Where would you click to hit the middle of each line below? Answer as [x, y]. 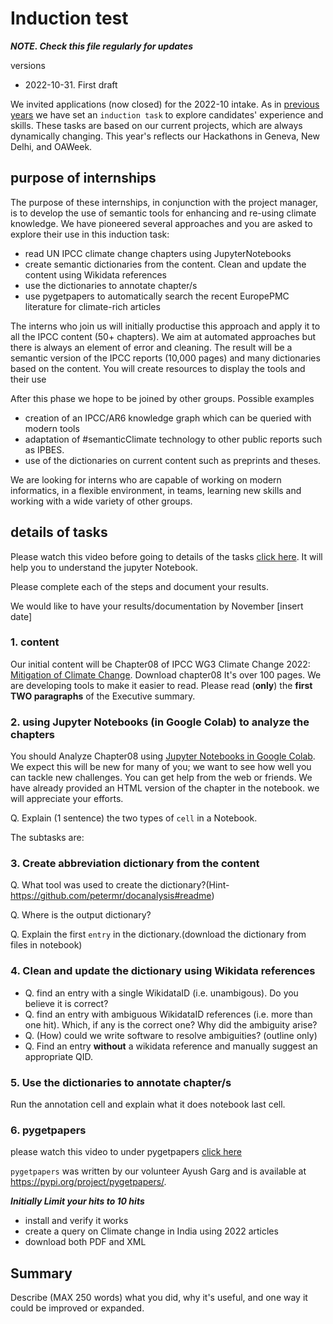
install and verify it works [76, 1221]
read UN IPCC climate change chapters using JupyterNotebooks [158, 253]
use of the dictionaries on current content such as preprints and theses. [173, 460]
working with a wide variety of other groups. [101, 501]
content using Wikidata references [96, 274]
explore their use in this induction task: [90, 234]
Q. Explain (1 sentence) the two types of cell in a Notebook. [134, 818]
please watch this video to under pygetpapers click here [126, 1152]
